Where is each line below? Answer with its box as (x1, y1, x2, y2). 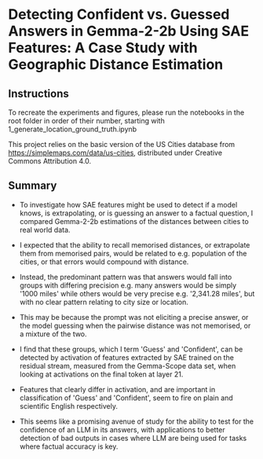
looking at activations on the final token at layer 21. (19, 369, 184, 379)
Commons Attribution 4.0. (8, 156, 92, 166)
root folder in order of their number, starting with (8, 116, 165, 125)
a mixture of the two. (19, 329, 88, 339)
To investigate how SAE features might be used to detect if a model (19, 200, 238, 209)
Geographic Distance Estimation (8, 56, 224, 74)
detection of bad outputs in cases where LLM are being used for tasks (19, 433, 247, 442)
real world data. (19, 225, 71, 234)
